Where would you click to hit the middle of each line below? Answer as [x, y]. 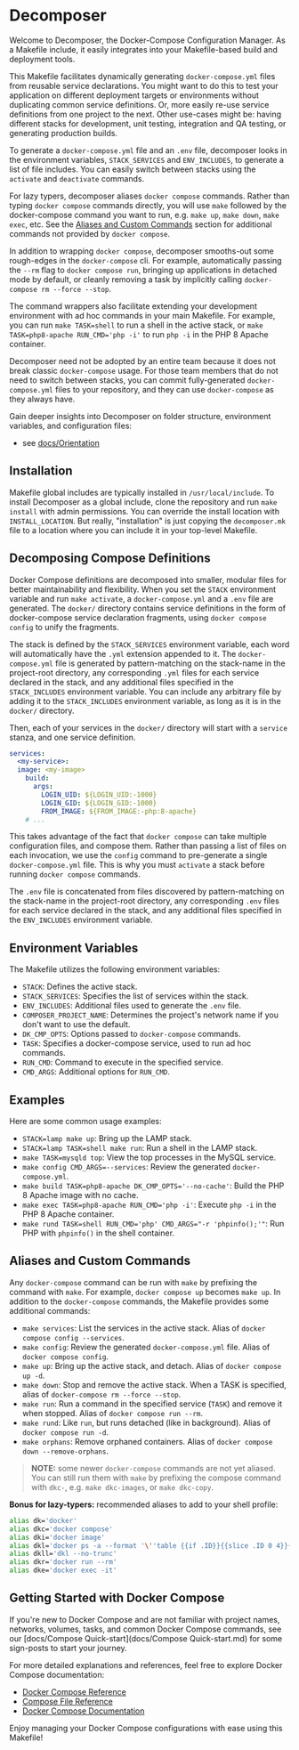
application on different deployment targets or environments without [134, 95]
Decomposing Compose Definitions [110, 559]
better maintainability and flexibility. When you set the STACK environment [143, 589]
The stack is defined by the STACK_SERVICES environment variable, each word [149, 644]
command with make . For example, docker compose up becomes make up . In [145, 1292]
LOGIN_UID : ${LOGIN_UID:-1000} [99, 794]
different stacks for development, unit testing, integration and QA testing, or [148, 123]
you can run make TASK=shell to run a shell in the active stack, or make [137, 325]
